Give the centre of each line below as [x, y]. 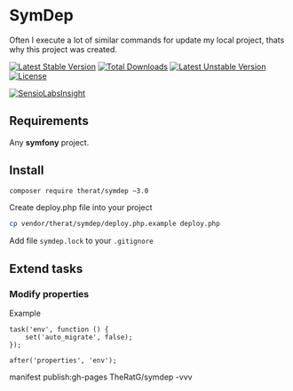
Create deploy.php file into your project [81, 207]
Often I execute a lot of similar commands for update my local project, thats [147, 40]
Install [27, 171]
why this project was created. [63, 49]
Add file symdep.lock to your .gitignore [81, 241]
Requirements [49, 121]
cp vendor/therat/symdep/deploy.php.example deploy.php [115, 224]
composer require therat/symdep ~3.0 [79, 191]
